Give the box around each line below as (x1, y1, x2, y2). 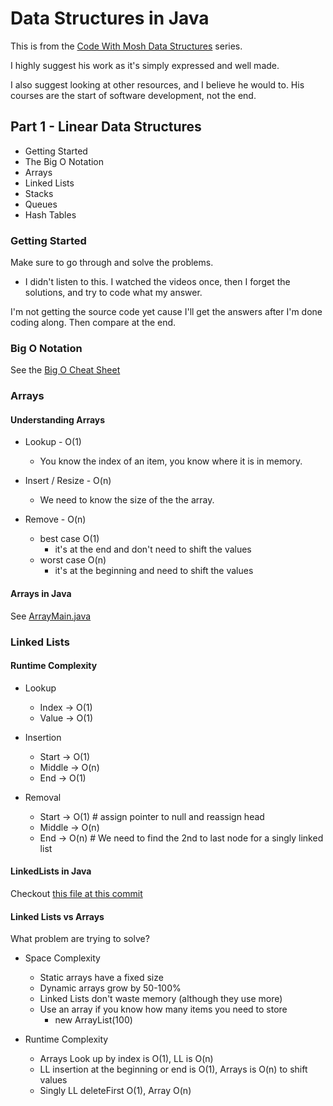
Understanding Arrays (10, 413, 106, 426)
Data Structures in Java (10, 7, 210, 30)
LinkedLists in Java (10, 865, 92, 877)
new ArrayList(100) (54, 1014, 133, 1026)
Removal (24, 791, 62, 803)
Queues (24, 198, 58, 210)
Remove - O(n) (24, 513, 87, 526)
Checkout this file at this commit (10, 888, 143, 899)
